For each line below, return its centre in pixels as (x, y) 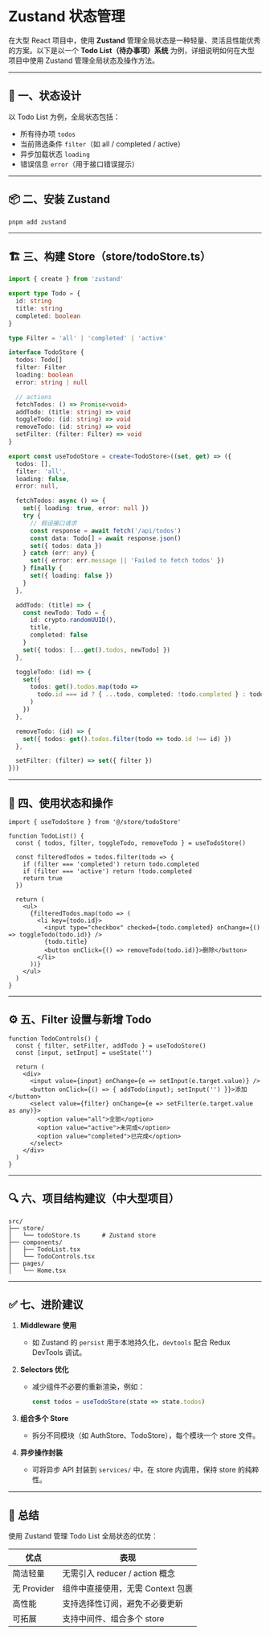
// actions (34, 397)
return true (43, 878)
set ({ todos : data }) (66, 546)
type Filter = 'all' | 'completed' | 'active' (88, 338)
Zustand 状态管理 (67, 16)
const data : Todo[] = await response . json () (105, 538)
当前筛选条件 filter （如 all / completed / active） (102, 144)
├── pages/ (27, 1263)
